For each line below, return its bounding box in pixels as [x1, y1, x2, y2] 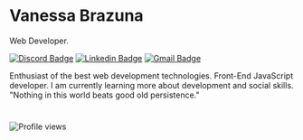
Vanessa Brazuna [9, 5, 144, 26]
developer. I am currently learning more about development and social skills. [9, 79, 294, 90]
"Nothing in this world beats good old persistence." [9, 89, 200, 100]
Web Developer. [9, 35, 70, 46]
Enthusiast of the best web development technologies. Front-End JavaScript [9, 70, 294, 81]
